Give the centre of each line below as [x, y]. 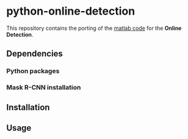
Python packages [33, 71]
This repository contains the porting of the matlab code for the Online [94, 28]
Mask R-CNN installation [44, 88]
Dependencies [34, 54]
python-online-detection [71, 11]
